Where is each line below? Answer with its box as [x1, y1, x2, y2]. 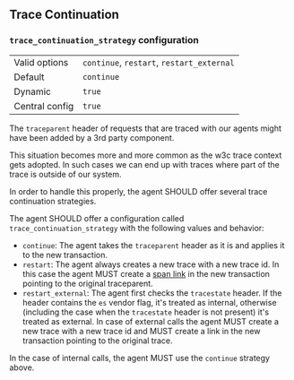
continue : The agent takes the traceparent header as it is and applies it [22, 239, 285, 250]
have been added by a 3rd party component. [9, 132, 175, 142]
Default [13, 71, 45, 83]
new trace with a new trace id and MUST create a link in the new [22, 325, 261, 336]
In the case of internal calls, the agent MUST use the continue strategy [9, 352, 271, 363]
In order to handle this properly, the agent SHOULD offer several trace [9, 186, 268, 196]
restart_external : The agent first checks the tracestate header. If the [22, 287, 282, 298]
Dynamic [13, 85, 52, 98]
